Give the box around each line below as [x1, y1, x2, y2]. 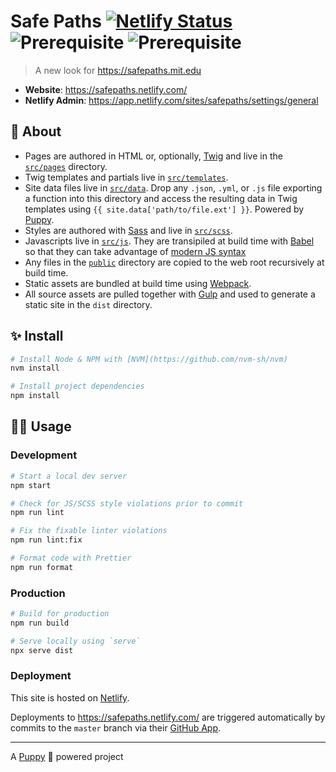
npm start [10, 480, 52, 490]
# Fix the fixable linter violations [10, 526, 168, 536]
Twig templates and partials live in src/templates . [24, 171, 229, 183]
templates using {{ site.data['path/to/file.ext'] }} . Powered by [24, 203, 305, 215]
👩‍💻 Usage [10, 418, 72, 435]
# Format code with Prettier [10, 553, 132, 563]
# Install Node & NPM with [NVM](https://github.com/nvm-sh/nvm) [10, 354, 288, 364]
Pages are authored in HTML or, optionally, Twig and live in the [24, 150, 283, 162]
